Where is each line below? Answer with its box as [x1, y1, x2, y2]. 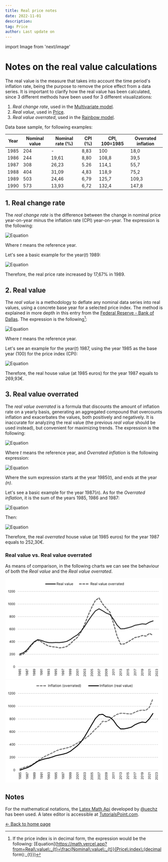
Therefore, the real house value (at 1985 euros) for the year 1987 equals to [5, 370, 158, 376]
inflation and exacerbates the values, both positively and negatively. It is [5, 414, 154, 420]
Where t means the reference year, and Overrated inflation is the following [5, 450, 158, 456]
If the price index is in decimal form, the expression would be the [12, 835, 146, 841]
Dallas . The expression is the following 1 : [5, 315, 87, 322]
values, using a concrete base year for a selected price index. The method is [5, 304, 163, 311]
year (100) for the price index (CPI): [5, 351, 78, 357]
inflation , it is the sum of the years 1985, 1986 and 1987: [5, 495, 120, 501]
